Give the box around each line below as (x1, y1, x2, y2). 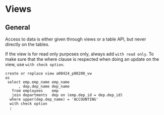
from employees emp (11, 88, 58, 93)
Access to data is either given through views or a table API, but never (5, 36, 146, 42)
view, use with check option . (5, 62, 65, 67)
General (5, 23, 31, 32)
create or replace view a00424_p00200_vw (5, 71, 92, 76)
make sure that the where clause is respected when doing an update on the (5, 56, 160, 62)
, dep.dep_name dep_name (18, 84, 70, 89)
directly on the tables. (5, 41, 50, 47)
